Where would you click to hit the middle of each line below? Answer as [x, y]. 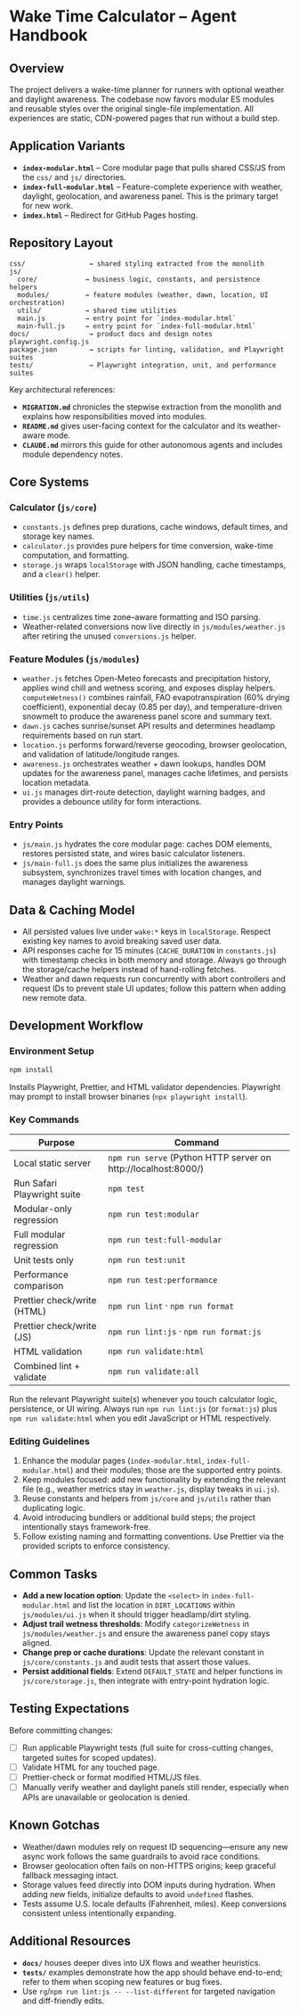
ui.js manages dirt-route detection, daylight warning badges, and [143, 792]
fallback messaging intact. [70, 1875]
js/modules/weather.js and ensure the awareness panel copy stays [146, 1633]
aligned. [37, 1642]
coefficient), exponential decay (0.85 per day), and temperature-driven [152, 706]
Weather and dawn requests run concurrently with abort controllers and [154, 979]
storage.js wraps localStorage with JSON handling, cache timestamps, [154, 565]
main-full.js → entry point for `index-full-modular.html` [137, 326]
